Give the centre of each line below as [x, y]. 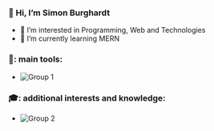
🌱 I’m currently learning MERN [70, 38]
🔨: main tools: [35, 59]
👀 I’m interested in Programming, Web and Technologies [113, 30]
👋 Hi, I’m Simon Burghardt [59, 13]
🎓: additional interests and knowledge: [87, 97]
